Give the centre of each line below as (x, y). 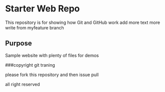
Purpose (19, 44)
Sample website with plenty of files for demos (52, 55)
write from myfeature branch (35, 27)
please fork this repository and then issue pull (52, 75)
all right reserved (23, 84)
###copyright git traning (30, 65)
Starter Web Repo (42, 9)
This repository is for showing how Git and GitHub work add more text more (83, 22)
